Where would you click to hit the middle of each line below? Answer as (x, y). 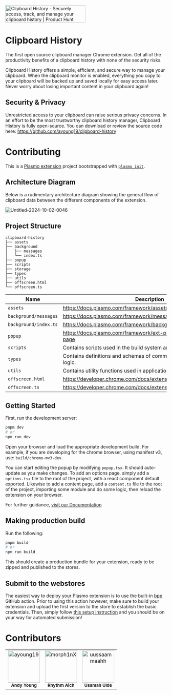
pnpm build (17, 543)
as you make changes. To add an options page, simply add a (85, 473)
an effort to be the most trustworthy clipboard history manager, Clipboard (83, 120)
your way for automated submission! (44, 617)
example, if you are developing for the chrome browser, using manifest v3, (84, 452)
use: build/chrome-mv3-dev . (34, 457)
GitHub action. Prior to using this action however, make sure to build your (82, 601)
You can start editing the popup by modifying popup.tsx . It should (74, 467)
